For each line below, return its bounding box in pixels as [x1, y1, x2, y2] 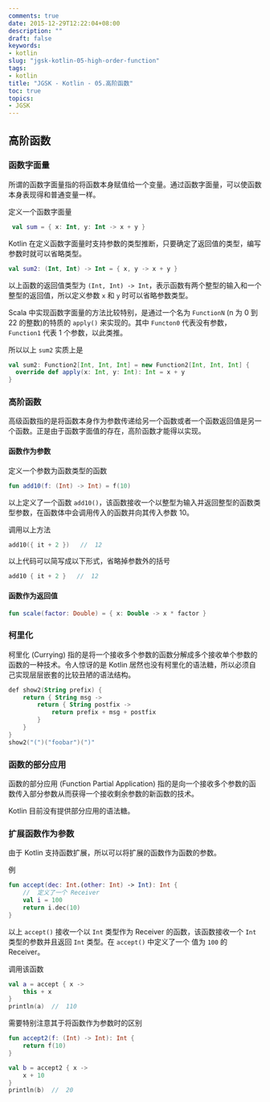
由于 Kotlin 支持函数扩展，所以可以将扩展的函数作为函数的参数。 [8, 848, 221, 858]
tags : [8, 64, 27, 73]
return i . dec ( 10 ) [22, 904, 81, 912]
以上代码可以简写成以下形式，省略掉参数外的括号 [8, 556, 170, 566]
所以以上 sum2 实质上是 [8, 344, 84, 355]
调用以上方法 [8, 525, 51, 534]
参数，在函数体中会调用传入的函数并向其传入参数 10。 [14, 507, 194, 517]
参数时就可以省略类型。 [8, 248, 86, 258]
